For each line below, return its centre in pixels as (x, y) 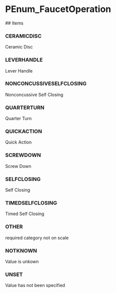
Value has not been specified (35, 285)
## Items (14, 23)
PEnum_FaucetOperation (58, 9)
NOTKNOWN (21, 250)
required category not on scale (37, 237)
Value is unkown (22, 261)
